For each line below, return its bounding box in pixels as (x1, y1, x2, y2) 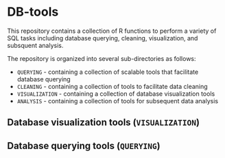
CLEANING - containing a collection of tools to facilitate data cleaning (16, 82, 208, 90)
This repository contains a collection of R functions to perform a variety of (7, 27, 217, 35)
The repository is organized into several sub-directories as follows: (7, 54, 197, 62)
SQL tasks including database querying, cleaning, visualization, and (7, 34, 198, 42)
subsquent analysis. (7, 41, 64, 49)
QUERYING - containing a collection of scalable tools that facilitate (16, 68, 199, 76)
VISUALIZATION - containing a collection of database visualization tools (16, 90, 215, 98)
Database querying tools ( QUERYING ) (7, 140, 161, 151)
